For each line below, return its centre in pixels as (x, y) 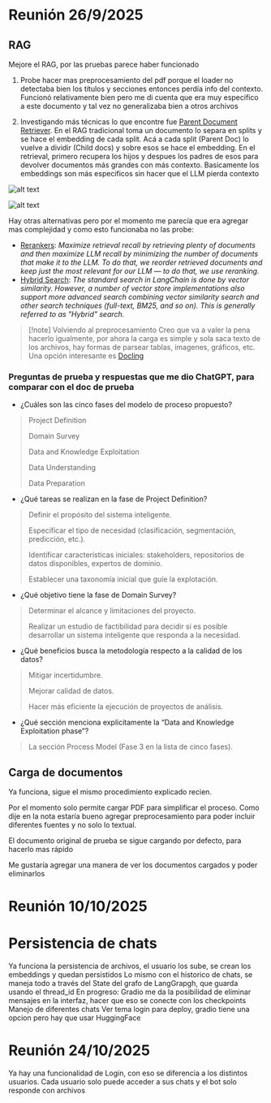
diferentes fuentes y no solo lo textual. (73, 825)
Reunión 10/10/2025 (78, 906)
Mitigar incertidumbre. (65, 675)
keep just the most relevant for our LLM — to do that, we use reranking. (140, 271)
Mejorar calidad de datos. (71, 691)
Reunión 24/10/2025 (79, 1051)
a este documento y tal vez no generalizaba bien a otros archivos (129, 106)
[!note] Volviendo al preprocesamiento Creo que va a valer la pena (139, 330)
